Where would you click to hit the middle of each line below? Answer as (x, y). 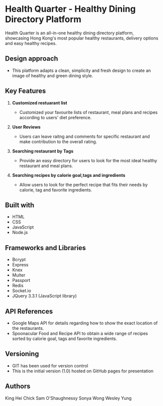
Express (20, 265)
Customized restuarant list (39, 103)
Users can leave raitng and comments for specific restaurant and (84, 136)
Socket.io (22, 291)
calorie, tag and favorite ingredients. (56, 190)
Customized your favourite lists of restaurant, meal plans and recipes (89, 112)
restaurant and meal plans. (46, 166)
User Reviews (26, 127)
